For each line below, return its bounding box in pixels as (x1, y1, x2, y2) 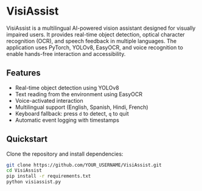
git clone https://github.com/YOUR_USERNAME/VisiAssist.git (6, 162, 162, 168)
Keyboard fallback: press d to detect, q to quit (15, 109, 129, 117)
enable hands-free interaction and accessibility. (6, 50, 126, 57)
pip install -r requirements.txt (6, 173, 91, 179)
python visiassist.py (6, 179, 61, 185)
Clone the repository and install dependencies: (6, 150, 124, 158)
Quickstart (6, 134, 48, 144)
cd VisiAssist (6, 167, 43, 174)
